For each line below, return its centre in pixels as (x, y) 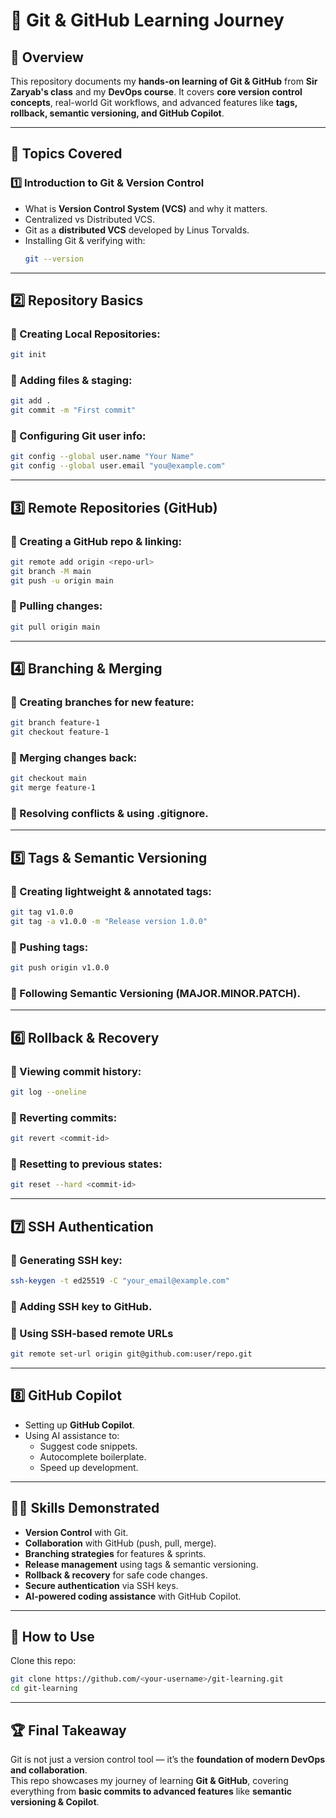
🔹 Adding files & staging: (71, 381)
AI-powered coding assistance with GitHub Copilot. (133, 1596)
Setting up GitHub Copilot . (79, 1425)
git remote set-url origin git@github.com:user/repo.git (131, 1354)
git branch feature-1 (55, 723)
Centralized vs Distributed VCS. (90, 219)
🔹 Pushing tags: (49, 947)
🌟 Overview (47, 57)
